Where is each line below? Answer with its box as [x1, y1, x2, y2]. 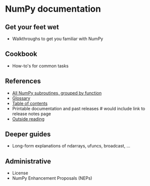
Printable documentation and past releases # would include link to [12, 105, 146, 111]
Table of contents [12, 100, 48, 106]
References [5, 77, 41, 85]
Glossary [12, 95, 31, 101]
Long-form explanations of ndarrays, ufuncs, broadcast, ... [12, 143, 130, 149]
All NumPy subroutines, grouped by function [12, 90, 102, 96]
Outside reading [12, 116, 45, 122]
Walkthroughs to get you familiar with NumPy [12, 36, 104, 41]
